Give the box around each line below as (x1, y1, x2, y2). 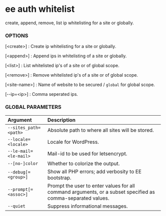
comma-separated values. (47, 194, 110, 201)
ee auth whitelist (5, 3, 75, 15)
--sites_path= (7, 125, 41, 130)
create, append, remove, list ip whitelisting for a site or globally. (5, 20, 134, 26)
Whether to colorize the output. (47, 160, 120, 167)
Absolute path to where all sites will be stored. (47, 127, 154, 133)
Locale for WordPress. (47, 138, 99, 145)
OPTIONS (5, 32, 29, 39)
